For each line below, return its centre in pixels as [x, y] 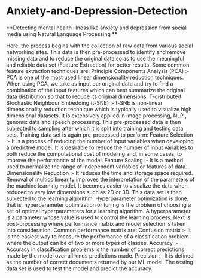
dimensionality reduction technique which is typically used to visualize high [99, 109]
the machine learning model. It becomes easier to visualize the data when [97, 185]
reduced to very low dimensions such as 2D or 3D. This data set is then [94, 192]
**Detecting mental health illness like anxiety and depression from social [96, 28]
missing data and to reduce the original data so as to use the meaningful [95, 58]
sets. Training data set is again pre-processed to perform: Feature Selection [100, 135]
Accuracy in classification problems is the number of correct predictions [95, 249]
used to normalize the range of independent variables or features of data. [97, 167]
